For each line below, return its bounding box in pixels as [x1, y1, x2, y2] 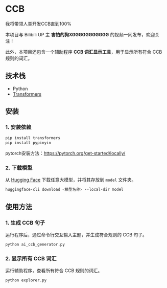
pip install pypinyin [5, 140, 52, 146]
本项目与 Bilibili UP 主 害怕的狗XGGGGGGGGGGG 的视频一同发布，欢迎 [5, 31, 155, 37]
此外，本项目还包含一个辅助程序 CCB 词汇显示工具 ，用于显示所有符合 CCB [5, 49, 162, 55]
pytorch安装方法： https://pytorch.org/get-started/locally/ [5, 150, 126, 157]
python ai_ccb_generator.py [5, 242, 65, 247]
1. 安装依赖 [5, 124, 32, 131]
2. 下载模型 [5, 164, 33, 171]
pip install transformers [5, 136, 60, 141]
